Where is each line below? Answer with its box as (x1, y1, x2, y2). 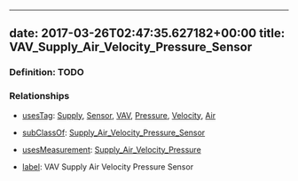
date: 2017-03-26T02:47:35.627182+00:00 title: (9, 26, 286, 41)
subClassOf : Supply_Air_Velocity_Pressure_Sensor (21, 127, 206, 138)
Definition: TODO (9, 66, 84, 79)
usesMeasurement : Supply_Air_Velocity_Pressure (21, 144, 201, 155)
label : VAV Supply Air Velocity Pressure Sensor (21, 161, 193, 172)
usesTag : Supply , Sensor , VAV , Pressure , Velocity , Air (21, 109, 216, 120)
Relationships (9, 90, 70, 102)
